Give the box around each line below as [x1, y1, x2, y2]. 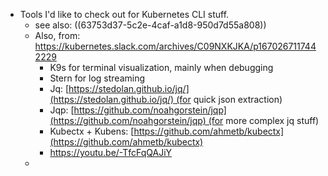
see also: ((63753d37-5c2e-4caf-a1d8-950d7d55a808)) [34, 19, 267, 31]
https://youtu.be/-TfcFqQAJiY [49, 147, 173, 158]
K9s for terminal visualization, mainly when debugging [49, 62, 274, 73]
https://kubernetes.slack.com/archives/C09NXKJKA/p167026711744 [34, 40, 317, 52]
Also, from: [34, 30, 81, 41]
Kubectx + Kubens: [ [49, 125, 135, 137]
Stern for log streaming [49, 72, 146, 84]
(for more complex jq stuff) [208, 115, 320, 126]
